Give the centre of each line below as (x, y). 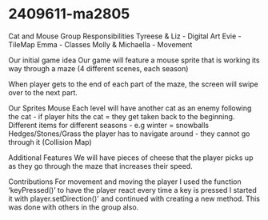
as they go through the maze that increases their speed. (101, 166)
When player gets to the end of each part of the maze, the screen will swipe (133, 84)
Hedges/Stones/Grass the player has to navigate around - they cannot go (129, 134)
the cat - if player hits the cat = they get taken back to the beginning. (122, 116)
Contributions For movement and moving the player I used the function (125, 182)
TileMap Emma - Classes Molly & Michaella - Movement (100, 44)
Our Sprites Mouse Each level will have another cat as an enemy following (130, 108)
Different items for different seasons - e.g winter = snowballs (109, 125)
